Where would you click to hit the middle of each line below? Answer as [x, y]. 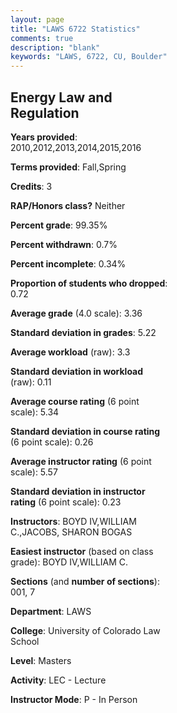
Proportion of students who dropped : [89, 283]
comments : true [42, 38]
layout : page [37, 19]
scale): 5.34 [35, 412]
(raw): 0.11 [31, 382]
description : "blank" [55, 47]
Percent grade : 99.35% [59, 225]
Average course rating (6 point [75, 401]
